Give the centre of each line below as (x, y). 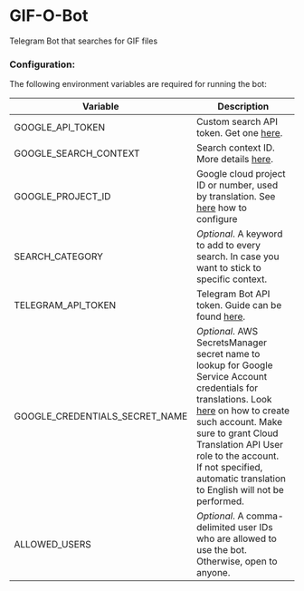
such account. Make (239, 422)
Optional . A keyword (239, 234)
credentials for (227, 388)
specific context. (232, 279)
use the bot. (221, 550)
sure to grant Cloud (237, 433)
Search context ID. (236, 148)
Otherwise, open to (237, 561)
